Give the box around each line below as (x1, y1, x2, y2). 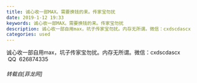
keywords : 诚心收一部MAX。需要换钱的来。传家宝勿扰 (6, 20, 124, 26)
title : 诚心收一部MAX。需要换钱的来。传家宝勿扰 (6, 8, 116, 15)
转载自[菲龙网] (6, 70, 43, 78)
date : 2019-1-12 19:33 (6, 15, 64, 21)
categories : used (6, 32, 51, 38)
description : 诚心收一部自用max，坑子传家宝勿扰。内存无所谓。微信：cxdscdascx (6, 25, 191, 32)
